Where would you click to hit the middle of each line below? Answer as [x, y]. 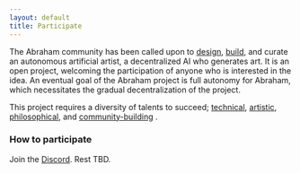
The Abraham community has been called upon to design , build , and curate [149, 51]
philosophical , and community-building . [84, 117]
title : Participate [46, 26]
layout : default [40, 17]
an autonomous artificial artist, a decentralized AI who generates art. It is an [150, 61]
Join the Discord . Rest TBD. [60, 159]
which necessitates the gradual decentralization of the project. [125, 90]
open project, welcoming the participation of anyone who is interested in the [150, 70]
